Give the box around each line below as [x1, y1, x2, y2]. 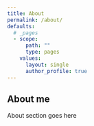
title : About [7, 10, 45, 17]
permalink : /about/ [7, 17, 63, 23]
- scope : [13, 36, 38, 43]
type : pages [25, 49, 60, 56]
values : [19, 55, 41, 62]
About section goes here [7, 112, 77, 120]
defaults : [7, 23, 36, 30]
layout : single [25, 61, 69, 68]
